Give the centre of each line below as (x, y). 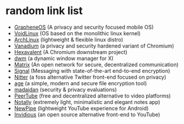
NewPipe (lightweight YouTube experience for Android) (81, 108)
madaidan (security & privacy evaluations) (65, 89)
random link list (44, 11)
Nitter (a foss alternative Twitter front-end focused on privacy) (90, 77)
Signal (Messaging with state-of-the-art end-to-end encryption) (92, 71)
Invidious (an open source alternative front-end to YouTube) (87, 114)
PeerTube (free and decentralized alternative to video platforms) (92, 96)
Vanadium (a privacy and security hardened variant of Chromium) (94, 46)
